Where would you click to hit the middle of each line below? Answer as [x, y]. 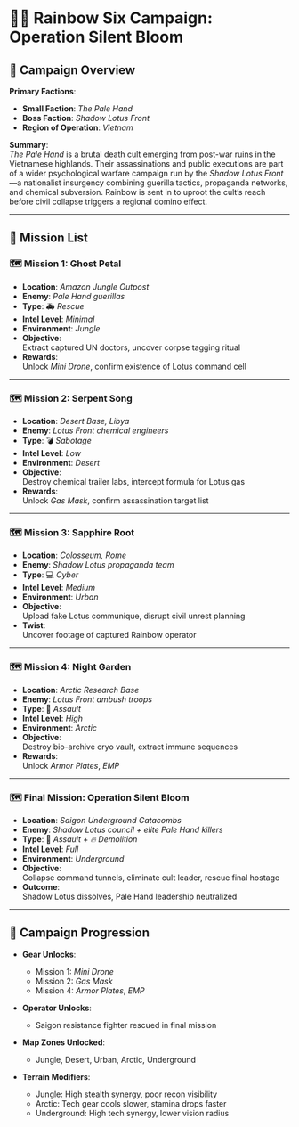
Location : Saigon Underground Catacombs [102, 820]
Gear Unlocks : [49, 954]
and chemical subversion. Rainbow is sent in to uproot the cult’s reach [137, 192]
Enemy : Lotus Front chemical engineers [95, 430]
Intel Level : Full [50, 849]
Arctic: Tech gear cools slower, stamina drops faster [131, 1103]
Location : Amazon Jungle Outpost [85, 286]
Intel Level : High [52, 718]
